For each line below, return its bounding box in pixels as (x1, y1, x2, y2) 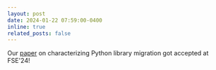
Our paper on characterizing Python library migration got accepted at (7, 49, 209, 57)
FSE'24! (7, 57, 30, 65)
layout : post (7, 10, 46, 17)
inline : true (7, 23, 46, 30)
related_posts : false (7, 29, 71, 37)
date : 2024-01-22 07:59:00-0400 (7, 17, 102, 24)
